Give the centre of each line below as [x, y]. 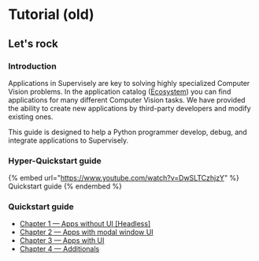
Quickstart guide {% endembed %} [65, 186]
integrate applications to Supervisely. [68, 140]
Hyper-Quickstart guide [55, 161]
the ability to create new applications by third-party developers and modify [129, 108]
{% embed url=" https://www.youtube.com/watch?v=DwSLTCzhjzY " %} [124, 178]
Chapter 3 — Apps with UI [62, 240]
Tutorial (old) [51, 15]
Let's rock [33, 44]
